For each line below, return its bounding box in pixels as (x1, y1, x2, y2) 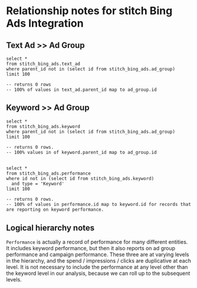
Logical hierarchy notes (6, 222, 95, 233)
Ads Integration (6, 17, 84, 30)
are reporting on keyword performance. (6, 207, 104, 213)
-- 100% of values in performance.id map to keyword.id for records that (6, 202, 192, 208)
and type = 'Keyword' (11, 181, 65, 187)
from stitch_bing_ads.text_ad (6, 61, 81, 67)
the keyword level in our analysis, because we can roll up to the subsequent (6, 270, 191, 277)
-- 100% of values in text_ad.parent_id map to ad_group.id (6, 87, 157, 93)
